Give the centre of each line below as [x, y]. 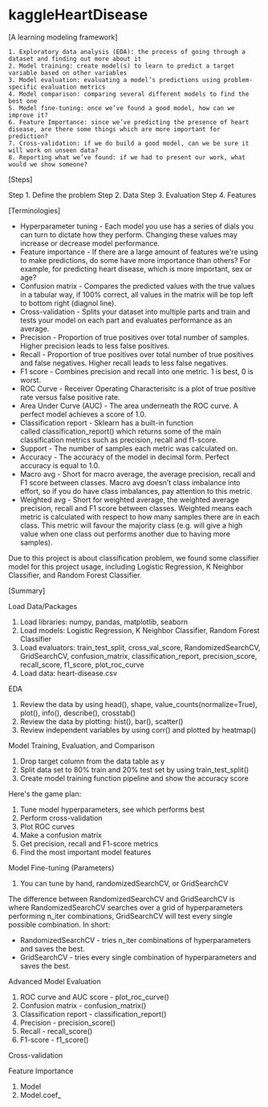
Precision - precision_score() [68, 1023]
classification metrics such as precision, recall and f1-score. [119, 439]
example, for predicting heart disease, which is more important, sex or [136, 269]
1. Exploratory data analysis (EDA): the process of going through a [127, 51]
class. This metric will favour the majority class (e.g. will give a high [131, 525]
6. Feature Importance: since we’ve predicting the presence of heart [129, 122]
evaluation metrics [73, 87]
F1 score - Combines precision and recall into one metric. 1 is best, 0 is [137, 371]
